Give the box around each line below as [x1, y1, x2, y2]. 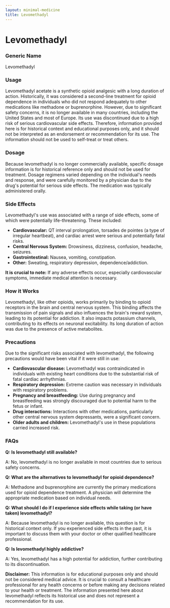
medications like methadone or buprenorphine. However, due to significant [5, 104, 162, 110]
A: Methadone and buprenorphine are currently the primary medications [5, 484, 156, 490]
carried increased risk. [12, 425, 60, 431]
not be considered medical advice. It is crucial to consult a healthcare [5, 576, 151, 582]
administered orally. [5, 187, 47, 194]
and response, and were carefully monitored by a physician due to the [5, 177, 152, 183]
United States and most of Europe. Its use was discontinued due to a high [5, 115, 159, 121]
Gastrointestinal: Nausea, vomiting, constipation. [12, 254, 117, 260]
